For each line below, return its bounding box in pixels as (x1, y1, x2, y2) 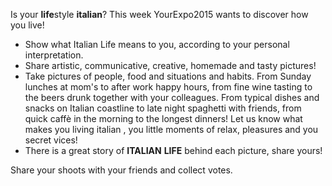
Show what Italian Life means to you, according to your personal (24, 39, 290, 50)
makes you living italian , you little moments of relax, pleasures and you (24, 124, 319, 135)
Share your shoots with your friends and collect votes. (10, 164, 233, 176)
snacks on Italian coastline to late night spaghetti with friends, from (24, 102, 302, 114)
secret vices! (24, 134, 78, 146)
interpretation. (24, 49, 84, 61)
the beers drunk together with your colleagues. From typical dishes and (24, 92, 320, 103)
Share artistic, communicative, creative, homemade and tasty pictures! (24, 60, 317, 71)
